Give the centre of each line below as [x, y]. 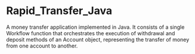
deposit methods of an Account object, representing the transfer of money [98, 39]
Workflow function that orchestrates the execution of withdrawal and [91, 33]
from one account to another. [42, 46]
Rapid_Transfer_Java [59, 11]
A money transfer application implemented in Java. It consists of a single [95, 27]
